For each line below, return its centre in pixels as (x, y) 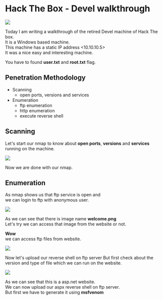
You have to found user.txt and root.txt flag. (51, 62)
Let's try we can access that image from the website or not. (66, 224)
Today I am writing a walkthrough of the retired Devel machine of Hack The (81, 31)
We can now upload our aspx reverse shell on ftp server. (62, 287)
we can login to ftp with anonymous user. (47, 200)
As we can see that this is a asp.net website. (50, 282)
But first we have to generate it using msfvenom (54, 293)
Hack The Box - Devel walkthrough (78, 9)
